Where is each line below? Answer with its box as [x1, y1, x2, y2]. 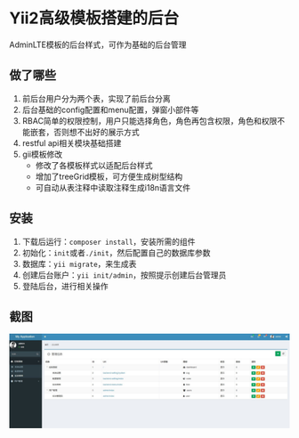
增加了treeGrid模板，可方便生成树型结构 [35, 171, 183, 182]
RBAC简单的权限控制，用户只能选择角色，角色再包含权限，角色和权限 [21, 115, 278, 126]
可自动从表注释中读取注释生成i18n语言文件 [35, 182, 191, 192]
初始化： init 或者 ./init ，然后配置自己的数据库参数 [21, 247, 211, 258]
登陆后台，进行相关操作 [21, 280, 109, 291]
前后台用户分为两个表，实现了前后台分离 [21, 93, 171, 103]
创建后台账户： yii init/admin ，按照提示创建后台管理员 [21, 269, 227, 280]
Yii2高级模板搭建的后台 [9, 8, 180, 28]
